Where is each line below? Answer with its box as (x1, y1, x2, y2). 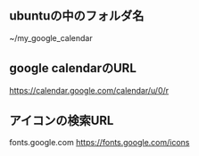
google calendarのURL (9, 61, 137, 76)
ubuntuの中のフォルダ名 (9, 8, 145, 24)
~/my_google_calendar (9, 32, 93, 43)
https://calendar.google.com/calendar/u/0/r (9, 85, 170, 95)
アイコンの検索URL (9, 113, 114, 128)
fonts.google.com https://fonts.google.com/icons (9, 137, 190, 148)
